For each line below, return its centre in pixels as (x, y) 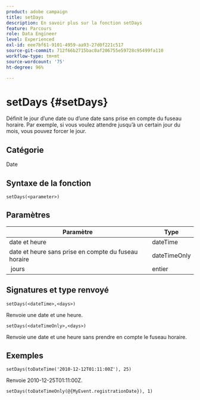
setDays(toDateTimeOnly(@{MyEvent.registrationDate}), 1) (79, 392)
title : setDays (25, 17)
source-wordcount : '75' (36, 61)
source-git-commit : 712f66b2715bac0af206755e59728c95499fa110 (85, 51)
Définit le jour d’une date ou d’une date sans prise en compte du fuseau (94, 119)
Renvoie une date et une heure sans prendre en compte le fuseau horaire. (97, 337)
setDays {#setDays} (57, 102)
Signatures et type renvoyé (57, 290)
